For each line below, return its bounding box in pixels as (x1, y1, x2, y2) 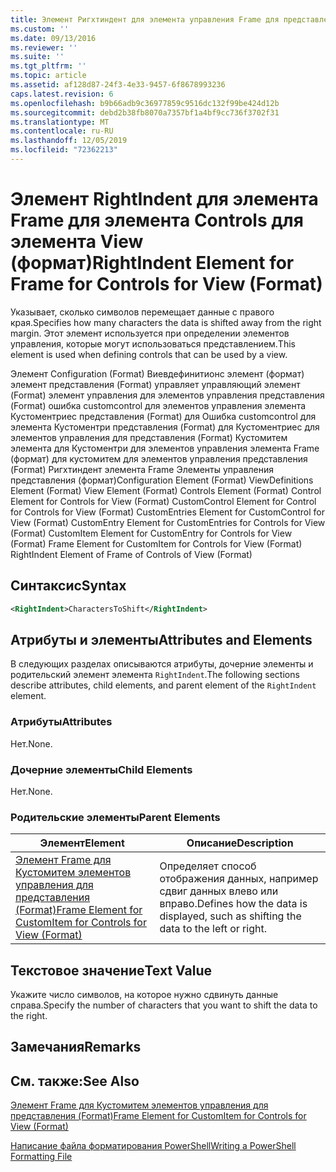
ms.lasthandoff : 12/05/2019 (10, 136, 128, 146)
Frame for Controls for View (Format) (10, 273, 323, 296)
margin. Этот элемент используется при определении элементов (10, 327, 290, 339)
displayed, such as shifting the (159, 909, 302, 923)
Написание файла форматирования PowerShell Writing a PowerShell (10, 1140, 297, 1152)
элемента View (10, 231, 144, 253)
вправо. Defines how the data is (159, 897, 308, 911)
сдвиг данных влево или (159, 884, 279, 898)
